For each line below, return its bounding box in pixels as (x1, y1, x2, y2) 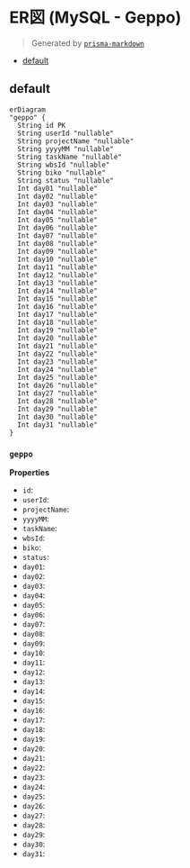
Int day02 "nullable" (17, 192, 99, 201)
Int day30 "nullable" (17, 412, 99, 421)
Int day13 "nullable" (17, 278, 99, 287)
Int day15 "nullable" (17, 294, 99, 303)
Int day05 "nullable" (17, 215, 99, 224)
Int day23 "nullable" (17, 357, 99, 366)
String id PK (17, 121, 66, 130)
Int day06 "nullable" (17, 223, 99, 232)
